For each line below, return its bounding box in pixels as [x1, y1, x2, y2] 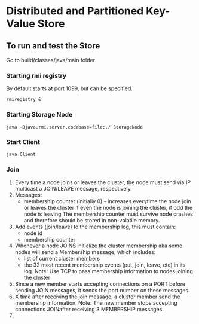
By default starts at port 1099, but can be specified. [6, 85, 133, 92]
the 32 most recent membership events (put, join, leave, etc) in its [23, 261, 186, 268]
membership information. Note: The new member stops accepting [14, 299, 177, 307]
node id [23, 230, 43, 237]
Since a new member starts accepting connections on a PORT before [14, 280, 186, 288]
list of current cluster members [23, 255, 100, 262]
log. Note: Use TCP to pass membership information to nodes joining [23, 268, 193, 275]
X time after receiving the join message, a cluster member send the [14, 293, 180, 300]
